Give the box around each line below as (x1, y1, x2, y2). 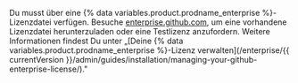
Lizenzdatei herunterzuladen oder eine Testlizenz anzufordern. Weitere (9, 26, 270, 36)
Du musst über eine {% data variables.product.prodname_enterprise (9, 8, 261, 18)
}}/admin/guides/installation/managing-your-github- (65, 55, 258, 64)
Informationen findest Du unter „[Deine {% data (9, 35, 184, 46)
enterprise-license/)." (9, 64, 88, 74)
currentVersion (9, 55, 64, 64)
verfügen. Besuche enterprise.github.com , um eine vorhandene (53, 17, 287, 27)
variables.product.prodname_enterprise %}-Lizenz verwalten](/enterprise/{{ (9, 45, 290, 56)
